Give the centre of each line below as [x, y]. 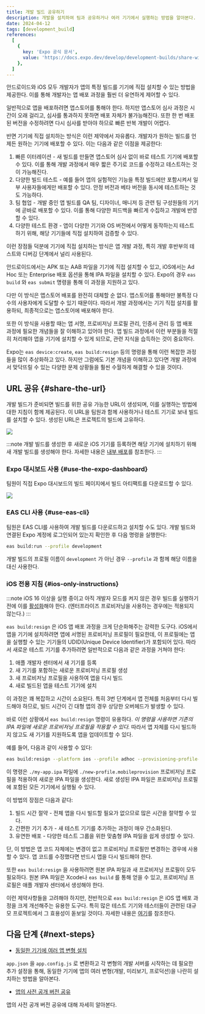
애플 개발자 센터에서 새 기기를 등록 [56, 663]
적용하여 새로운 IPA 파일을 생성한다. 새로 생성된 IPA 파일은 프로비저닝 [99, 779]
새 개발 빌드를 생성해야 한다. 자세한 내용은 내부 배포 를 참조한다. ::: [84, 452]
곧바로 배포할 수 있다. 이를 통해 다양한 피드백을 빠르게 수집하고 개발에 [104, 210]
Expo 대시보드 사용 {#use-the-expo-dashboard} [77, 469]
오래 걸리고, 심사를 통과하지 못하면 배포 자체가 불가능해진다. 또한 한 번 [100, 115]
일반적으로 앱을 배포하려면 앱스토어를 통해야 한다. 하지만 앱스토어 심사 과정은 [98, 108]
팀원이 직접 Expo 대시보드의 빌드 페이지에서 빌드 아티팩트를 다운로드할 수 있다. [100, 484]
